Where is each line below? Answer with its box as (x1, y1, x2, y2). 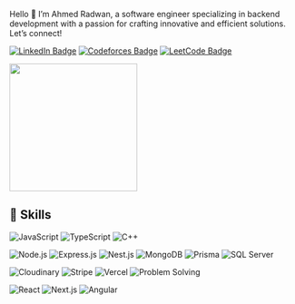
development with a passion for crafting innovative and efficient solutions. (9, 18, 286, 29)
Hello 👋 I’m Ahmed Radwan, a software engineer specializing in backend (9, 9, 280, 19)
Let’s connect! (9, 28, 63, 38)
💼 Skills (9, 207, 52, 222)
